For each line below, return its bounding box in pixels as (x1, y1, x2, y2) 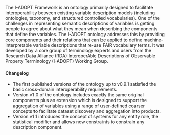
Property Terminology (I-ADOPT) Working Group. (5, 58, 108, 64)
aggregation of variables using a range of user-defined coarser (12, 103, 145, 109)
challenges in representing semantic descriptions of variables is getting (5, 20, 155, 26)
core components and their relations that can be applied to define (5, 37, 143, 43)
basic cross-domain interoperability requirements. (12, 86, 118, 93)
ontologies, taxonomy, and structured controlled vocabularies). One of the (5, 15, 160, 21)
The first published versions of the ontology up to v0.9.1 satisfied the (12, 81, 156, 87)
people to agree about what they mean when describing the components (5, 26, 158, 32)
